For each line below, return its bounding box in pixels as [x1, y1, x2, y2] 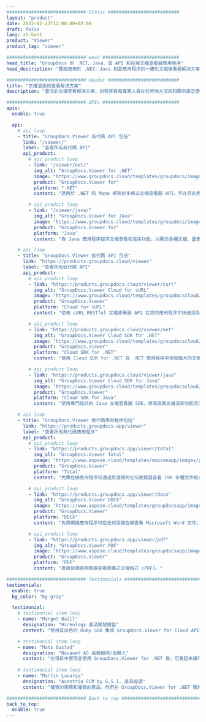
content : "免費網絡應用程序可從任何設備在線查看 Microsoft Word [33, 520, 185, 526]
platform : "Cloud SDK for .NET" [33, 350, 116, 356]
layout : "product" [6, 15, 53, 21]
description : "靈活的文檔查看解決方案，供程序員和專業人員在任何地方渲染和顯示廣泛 [6, 88, 196, 95]
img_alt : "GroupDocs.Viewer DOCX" [33, 497, 122, 503]
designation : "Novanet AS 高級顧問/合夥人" [22, 649, 129, 656]
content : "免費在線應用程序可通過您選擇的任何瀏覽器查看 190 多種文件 [33, 474, 194, 481]
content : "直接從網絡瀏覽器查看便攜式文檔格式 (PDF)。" [33, 565, 163, 571]
